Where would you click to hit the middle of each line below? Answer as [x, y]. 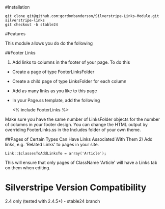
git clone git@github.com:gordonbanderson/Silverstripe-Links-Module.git [82, 16]
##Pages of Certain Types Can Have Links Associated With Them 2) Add [79, 139]
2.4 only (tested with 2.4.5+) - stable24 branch [53, 201]
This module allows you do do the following [49, 43]
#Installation [18, 7]
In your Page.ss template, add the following [56, 100]
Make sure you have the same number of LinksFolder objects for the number [82, 119]
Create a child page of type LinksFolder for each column [69, 81]
